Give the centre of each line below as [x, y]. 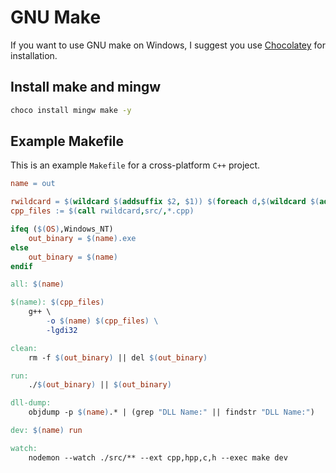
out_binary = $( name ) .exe [82, 238]
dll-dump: [31, 403]
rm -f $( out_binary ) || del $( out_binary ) [118, 357]
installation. [34, 55]
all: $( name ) [37, 284]
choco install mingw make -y [71, 110]
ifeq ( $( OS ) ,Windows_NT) [62, 229]
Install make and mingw [86, 87]
